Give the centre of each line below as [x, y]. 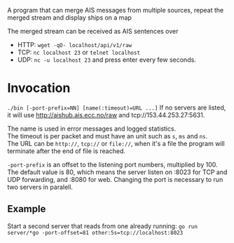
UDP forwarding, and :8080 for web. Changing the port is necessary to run [115, 179]
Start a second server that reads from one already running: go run [103, 226]
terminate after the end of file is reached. [67, 151]
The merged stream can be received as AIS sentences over [93, 31]
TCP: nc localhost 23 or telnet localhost [79, 52]
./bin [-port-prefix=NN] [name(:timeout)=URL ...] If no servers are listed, [117, 107]
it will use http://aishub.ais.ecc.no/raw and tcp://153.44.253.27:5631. [106, 114]
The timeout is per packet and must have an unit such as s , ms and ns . [108, 136]
